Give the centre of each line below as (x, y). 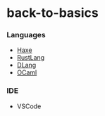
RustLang (31, 58)
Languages (26, 35)
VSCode (29, 106)
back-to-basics (53, 13)
